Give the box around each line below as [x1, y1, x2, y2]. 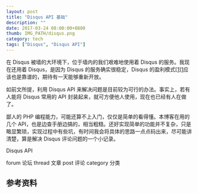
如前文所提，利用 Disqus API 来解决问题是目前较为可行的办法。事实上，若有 [6, 86, 190, 93]
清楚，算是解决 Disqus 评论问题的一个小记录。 [6, 135, 119, 142]
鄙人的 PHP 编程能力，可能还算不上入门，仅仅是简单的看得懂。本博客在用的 [6, 113, 190, 120]
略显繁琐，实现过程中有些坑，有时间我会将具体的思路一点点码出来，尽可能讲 [6, 127, 192, 135]
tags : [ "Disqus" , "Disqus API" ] [6, 42, 85, 48]
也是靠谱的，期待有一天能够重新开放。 [11, 73, 104, 80]
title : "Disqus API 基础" [6, 14, 68, 20]
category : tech [6, 36, 44, 42]
